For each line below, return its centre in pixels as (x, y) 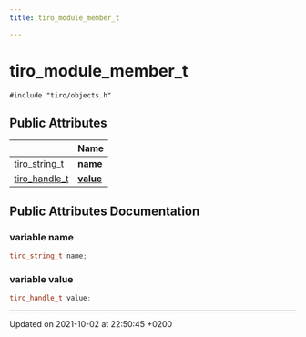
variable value (41, 279)
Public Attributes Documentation (105, 211)
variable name (42, 237)
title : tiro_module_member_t (65, 18)
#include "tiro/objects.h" (61, 95)
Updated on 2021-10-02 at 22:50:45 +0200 (91, 324)
